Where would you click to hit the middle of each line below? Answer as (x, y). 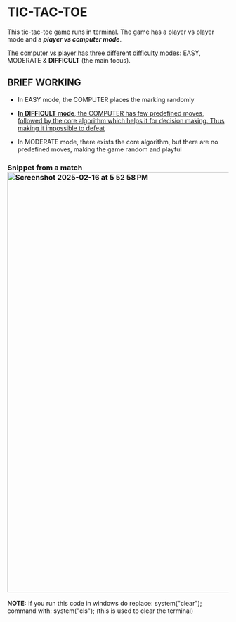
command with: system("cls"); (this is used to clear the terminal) (100, 611)
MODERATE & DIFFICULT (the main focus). (69, 60)
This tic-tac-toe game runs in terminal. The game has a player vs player (111, 32)
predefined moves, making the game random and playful (99, 149)
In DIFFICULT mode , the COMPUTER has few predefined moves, (111, 113)
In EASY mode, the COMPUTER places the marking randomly (106, 99)
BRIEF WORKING (44, 83)
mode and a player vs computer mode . (64, 39)
